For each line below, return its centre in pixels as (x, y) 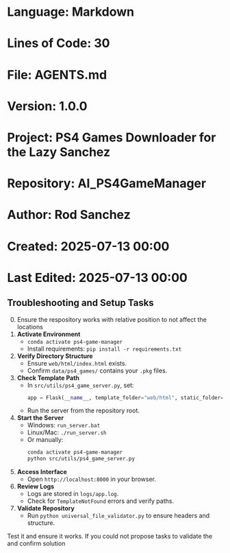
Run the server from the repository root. (84, 411)
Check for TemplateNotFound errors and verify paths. (101, 501)
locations (30, 327)
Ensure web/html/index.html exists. (77, 363)
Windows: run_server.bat (64, 425)
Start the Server (40, 418)
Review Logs (36, 486)
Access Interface (42, 472)
